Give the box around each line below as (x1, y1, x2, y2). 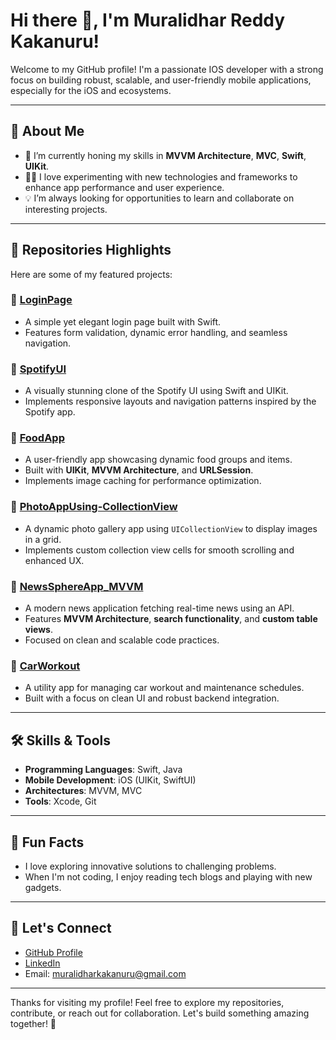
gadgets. (24, 881, 62, 893)
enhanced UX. (24, 554, 85, 566)
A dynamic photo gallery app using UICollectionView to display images (24, 522, 318, 534)
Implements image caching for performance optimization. (24, 475, 262, 487)
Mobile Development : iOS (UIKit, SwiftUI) (24, 774, 197, 786)
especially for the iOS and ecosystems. (10, 84, 172, 96)
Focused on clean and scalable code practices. (24, 634, 220, 646)
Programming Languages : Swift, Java (24, 764, 183, 776)
